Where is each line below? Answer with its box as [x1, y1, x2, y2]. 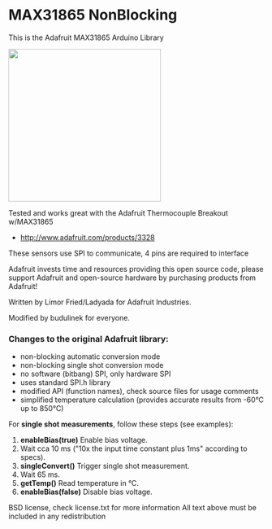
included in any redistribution [8, 511, 106, 522]
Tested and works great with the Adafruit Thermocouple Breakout [8, 208, 229, 217]
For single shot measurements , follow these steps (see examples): [8, 419, 234, 429]
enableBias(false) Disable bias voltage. [19, 487, 153, 497]
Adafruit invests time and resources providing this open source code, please [8, 264, 264, 273]
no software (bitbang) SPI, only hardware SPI [19, 369, 171, 379]
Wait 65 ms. [19, 470, 61, 479]
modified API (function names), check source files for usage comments [19, 387, 259, 396]
